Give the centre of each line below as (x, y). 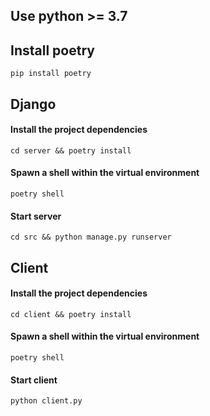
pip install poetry (51, 74)
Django (33, 104)
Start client (34, 380)
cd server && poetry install (71, 150)
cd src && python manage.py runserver (91, 237)
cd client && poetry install (71, 314)
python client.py (46, 401)
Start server (36, 216)
